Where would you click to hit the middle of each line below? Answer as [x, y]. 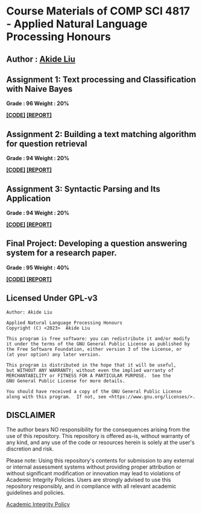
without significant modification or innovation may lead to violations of [93, 474]
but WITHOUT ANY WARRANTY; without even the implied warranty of [90, 370]
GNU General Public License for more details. [66, 381]
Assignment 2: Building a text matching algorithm [101, 134]
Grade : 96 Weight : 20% [38, 103]
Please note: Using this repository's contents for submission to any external [100, 461]
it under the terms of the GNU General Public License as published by [98, 344]
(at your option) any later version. [54, 355]
